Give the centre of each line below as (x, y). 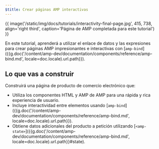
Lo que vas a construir (40, 74)
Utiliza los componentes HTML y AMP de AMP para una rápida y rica (81, 95)
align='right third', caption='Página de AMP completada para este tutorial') (80, 28)
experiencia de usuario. (36, 100)
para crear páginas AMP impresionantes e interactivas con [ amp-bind (74, 48)
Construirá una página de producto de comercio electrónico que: (70, 86)
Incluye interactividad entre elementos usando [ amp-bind (69, 106)
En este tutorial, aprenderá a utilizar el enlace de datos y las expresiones (78, 43)
